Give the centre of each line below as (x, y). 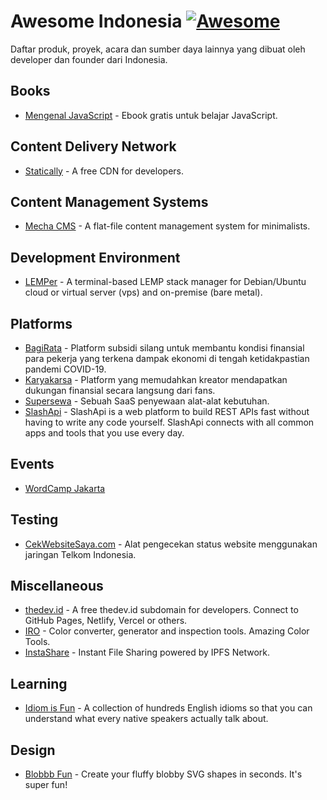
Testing (34, 520)
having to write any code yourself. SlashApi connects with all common (169, 422)
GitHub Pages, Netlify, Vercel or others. (106, 621)
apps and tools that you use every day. (104, 433)
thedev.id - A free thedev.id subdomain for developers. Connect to (161, 610)
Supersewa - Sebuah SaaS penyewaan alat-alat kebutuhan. (147, 401)
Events (32, 464)
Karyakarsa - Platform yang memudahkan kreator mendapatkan (156, 379)
